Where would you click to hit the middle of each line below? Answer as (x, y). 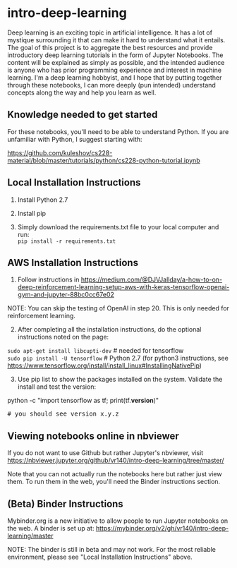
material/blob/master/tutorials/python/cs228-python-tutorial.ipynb (104, 160)
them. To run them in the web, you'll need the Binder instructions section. (114, 482)
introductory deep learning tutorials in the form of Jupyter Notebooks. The (115, 55)
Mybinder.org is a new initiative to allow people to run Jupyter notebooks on (118, 521)
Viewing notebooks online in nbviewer (93, 436)
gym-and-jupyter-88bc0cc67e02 (66, 295)
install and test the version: (57, 387)
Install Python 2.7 (43, 200)
